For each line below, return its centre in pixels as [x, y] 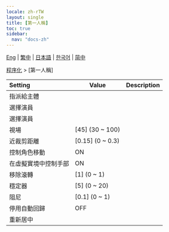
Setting [20, 85]
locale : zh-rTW [25, 12]
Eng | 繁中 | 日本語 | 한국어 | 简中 [46, 57]
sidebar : [17, 34]
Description [143, 85]
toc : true [19, 28]
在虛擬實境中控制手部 [39, 164]
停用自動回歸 [27, 208]
